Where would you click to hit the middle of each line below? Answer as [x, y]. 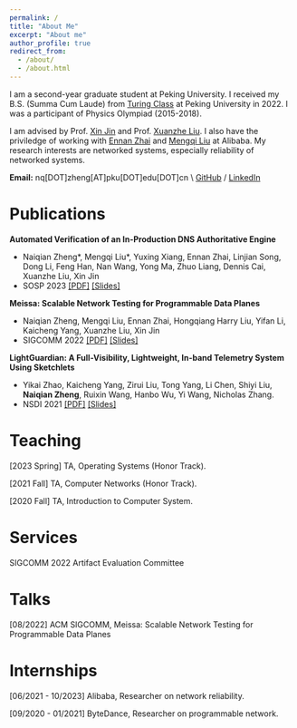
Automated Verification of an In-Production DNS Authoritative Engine [143, 239]
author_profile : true [50, 43]
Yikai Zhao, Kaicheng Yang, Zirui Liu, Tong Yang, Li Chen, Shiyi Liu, [148, 384]
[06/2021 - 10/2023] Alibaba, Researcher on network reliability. [127, 695]
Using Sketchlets [42, 367]
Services [44, 537]
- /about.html [44, 69]
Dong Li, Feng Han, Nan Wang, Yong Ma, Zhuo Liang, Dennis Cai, [144, 266]
